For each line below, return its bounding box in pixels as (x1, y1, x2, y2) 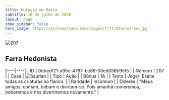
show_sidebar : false (5, 21, 49, 27)
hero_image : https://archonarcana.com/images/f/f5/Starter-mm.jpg (5, 26, 148, 31)
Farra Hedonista (5, 54, 57, 63)
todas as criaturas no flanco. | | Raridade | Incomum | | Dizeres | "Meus (5, 78, 153, 84)
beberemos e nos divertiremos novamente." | (5, 89, 99, 95)
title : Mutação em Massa (5, 7, 58, 13)
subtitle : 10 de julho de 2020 (5, 12, 71, 17)
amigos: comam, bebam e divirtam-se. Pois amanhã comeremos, (5, 83, 141, 89)
